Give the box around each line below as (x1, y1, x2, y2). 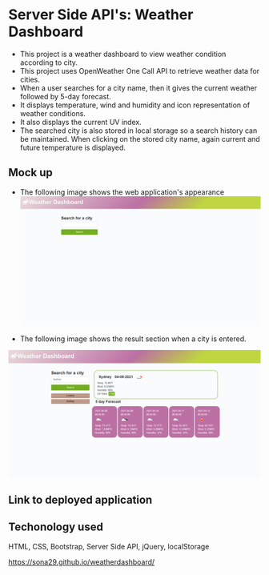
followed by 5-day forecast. (19, 91, 112, 101)
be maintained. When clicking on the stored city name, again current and (19, 134, 260, 143)
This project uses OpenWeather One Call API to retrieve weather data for (19, 66, 260, 75)
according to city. (19, 58, 78, 67)
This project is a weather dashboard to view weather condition (19, 49, 227, 58)
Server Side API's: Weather (8, 6, 194, 24)
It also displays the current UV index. (19, 117, 142, 127)
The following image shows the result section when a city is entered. (19, 334, 247, 344)
